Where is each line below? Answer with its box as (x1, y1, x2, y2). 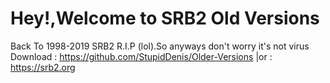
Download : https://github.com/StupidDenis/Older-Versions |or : (10, 50, 273, 62)
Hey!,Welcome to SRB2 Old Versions (10, 7, 320, 30)
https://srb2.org (10, 61, 76, 73)
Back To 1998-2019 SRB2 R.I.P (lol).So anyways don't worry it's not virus (10, 40, 310, 52)
